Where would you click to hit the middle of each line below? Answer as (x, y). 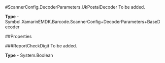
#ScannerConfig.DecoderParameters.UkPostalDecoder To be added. (75, 7)
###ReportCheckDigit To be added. (41, 46)
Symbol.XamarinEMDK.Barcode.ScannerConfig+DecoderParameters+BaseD (83, 22)
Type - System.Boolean (29, 55)
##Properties (18, 36)
